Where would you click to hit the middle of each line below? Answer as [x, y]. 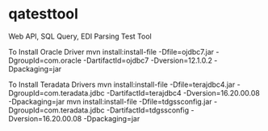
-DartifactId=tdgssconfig [148, 110]
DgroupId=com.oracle [45, 60]
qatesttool [44, 14]
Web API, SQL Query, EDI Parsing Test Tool [80, 36]
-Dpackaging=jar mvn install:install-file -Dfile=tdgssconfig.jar [110, 101]
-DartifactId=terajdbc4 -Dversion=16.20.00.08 [183, 92]
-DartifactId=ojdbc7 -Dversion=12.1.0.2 [148, 60]
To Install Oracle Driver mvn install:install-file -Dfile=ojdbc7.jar [111, 51]
